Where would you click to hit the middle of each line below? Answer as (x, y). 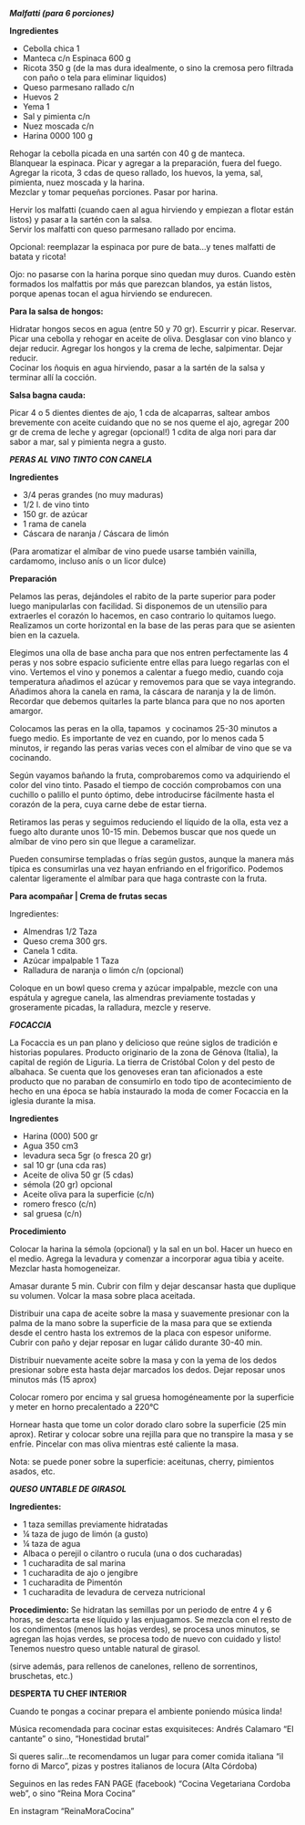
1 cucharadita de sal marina (74, 1563)
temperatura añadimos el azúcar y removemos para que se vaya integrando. (152, 682)
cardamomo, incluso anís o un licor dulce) (88, 561)
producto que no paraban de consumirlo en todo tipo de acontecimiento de (151, 1081)
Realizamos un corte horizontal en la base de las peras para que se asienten (152, 625)
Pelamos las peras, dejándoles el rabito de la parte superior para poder (142, 596)
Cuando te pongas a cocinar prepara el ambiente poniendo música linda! (146, 1711)
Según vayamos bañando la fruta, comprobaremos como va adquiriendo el (150, 775)
